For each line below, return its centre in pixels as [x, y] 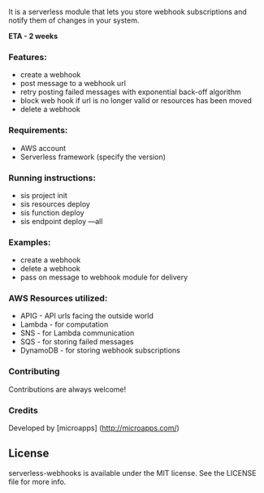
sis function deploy [52, 212]
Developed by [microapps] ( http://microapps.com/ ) [94, 428]
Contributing [34, 371]
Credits [23, 410]
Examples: [30, 242]
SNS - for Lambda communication [77, 333]
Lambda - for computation [64, 325]
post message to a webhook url [73, 84]
